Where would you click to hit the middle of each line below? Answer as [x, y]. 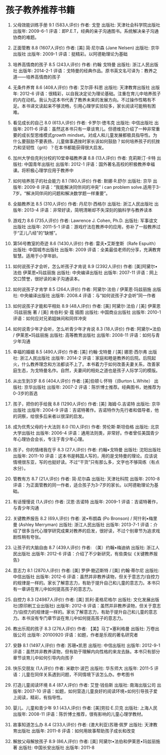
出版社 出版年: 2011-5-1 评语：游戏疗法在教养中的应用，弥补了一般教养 [84, 226]
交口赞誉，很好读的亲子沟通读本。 [47, 278]
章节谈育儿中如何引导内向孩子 [43, 657]
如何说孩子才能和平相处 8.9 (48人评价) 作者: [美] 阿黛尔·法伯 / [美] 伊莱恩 [87, 306]
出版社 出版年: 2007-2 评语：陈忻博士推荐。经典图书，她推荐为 [97, 387]
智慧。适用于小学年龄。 [37, 256]
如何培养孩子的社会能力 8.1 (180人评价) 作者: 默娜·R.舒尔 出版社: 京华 [82, 181]
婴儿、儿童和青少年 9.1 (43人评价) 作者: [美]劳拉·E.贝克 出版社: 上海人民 [85, 708]
